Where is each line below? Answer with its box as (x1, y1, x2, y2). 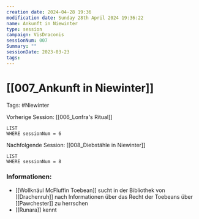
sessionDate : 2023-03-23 (6, 49, 70, 55)
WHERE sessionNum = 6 (6, 130, 62, 137)
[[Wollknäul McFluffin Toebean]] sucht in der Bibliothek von (15, 186, 165, 194)
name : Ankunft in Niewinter (6, 20, 78, 26)
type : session (6, 26, 43, 33)
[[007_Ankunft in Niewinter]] (6, 81, 154, 95)
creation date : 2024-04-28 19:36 (6, 9, 92, 15)
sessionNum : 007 (6, 37, 48, 44)
